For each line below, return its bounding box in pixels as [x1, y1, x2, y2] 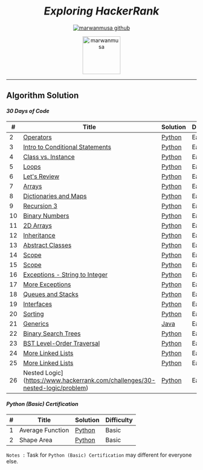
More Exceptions [23, 280, 71, 288]
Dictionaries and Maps [23, 192, 87, 200]
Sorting [23, 309, 44, 318]
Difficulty [105, 416, 133, 424]
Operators [23, 133, 53, 141]
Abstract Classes [23, 240, 72, 249]
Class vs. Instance [23, 152, 75, 161]
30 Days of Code [6, 107, 50, 114]
